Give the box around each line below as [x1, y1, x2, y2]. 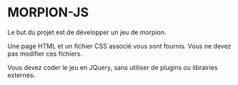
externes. [7, 71, 36, 79]
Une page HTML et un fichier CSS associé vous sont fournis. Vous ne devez [7, 41, 232, 50]
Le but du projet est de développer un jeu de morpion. [7, 28, 167, 36]
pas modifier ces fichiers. [7, 49, 83, 58]
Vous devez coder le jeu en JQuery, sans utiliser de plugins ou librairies [7, 63, 218, 71]
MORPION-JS [7, 4, 89, 21]
